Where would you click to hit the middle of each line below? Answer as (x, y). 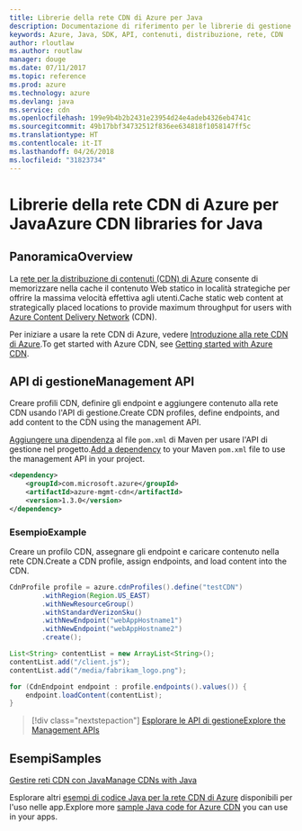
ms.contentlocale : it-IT (56, 143)
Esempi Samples (55, 759)
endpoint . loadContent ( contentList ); (94, 695)
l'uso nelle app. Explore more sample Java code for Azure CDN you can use (149, 808)
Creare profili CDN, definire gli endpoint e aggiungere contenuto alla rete (144, 403)
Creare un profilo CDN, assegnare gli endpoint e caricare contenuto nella (145, 551)
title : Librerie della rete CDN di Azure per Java (106, 18)
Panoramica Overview (71, 257)
